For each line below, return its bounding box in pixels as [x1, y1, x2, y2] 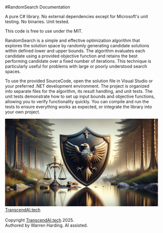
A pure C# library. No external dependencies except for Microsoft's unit [5, 14, 148, 19]
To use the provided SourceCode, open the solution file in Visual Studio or [5, 78, 153, 84]
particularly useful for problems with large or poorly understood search [5, 63, 147, 69]
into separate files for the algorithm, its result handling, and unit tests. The [5, 89, 153, 94]
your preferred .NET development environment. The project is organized [5, 83, 149, 89]
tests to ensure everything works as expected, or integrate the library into [5, 104, 152, 109]
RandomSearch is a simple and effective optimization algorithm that [5, 37, 140, 43]
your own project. [5, 109, 40, 115]
